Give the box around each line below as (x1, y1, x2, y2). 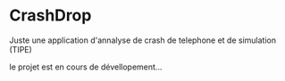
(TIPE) (9, 44, 33, 54)
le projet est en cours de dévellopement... (9, 61, 163, 72)
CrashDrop (9, 5, 92, 26)
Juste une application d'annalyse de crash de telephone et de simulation (9, 35, 277, 45)
